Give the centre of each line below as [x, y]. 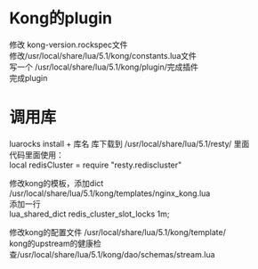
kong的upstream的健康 [51, 243]
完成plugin [28, 77]
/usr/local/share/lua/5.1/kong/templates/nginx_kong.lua [110, 193]
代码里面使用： [36, 155]
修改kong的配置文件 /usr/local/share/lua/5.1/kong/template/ [118, 232]
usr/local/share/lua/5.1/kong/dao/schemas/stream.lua [117, 254]
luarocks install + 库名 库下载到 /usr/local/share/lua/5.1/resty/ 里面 [129, 143]
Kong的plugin [61, 18]
